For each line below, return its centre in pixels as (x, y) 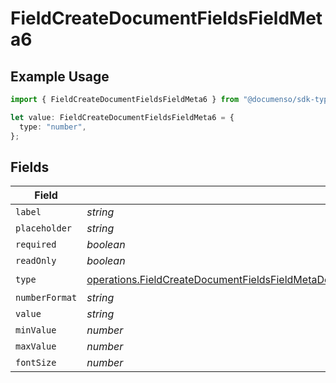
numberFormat (46, 298)
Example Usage (60, 76)
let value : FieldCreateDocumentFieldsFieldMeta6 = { (122, 117)
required (36, 245)
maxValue (36, 346)
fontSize (36, 363)
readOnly (36, 261)
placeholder (44, 228)
